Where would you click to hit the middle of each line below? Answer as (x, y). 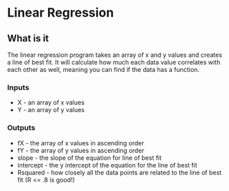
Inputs (18, 87)
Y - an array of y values (51, 110)
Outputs (22, 128)
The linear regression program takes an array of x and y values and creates (115, 55)
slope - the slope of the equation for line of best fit (89, 158)
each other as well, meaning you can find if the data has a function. (103, 70)
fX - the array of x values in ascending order (80, 143)
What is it (28, 38)
